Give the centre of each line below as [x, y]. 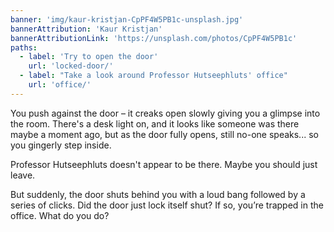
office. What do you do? [60, 215]
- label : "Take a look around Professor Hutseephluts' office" [153, 76]
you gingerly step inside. [61, 145]
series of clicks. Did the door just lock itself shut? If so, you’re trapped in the [167, 205]
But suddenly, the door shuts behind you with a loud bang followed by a [158, 194]
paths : [24, 47]
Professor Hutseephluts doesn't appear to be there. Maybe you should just [164, 164]
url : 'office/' [60, 85]
